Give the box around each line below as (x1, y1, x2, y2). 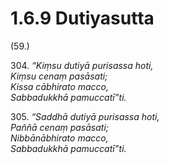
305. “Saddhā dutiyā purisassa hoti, (10, 110, 160, 122)
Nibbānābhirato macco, (10, 132, 109, 144)
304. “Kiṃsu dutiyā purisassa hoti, (10, 59, 154, 71)
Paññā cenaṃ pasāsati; (10, 121, 110, 133)
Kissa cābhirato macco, (10, 80, 110, 92)
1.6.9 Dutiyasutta (10, 7, 155, 30)
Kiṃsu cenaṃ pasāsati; (10, 70, 108, 82)
